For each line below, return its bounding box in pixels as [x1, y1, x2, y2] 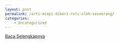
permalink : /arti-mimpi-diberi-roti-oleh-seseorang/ [5, 11, 115, 16]
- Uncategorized [14, 20, 47, 25]
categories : [5, 16, 29, 21]
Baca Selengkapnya [5, 33, 45, 39]
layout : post [5, 7, 32, 12]
